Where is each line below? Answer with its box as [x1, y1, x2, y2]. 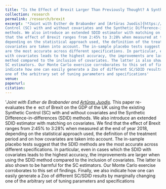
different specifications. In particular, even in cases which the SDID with [5, 146, 152, 152]
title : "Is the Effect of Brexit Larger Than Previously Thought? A [5, 7, 149, 12]
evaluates [5, 104, 25, 110]
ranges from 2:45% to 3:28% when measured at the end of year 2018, [5, 125, 148, 131]
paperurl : [5, 81, 26, 86]
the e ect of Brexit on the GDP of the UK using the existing [26, 104, 145, 110]
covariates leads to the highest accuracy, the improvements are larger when [5, 151, 160, 157]
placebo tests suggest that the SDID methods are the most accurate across [5, 141, 158, 147]
